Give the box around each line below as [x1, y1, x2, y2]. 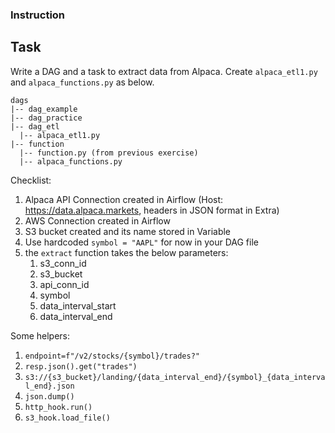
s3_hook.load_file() [24, 413, 111, 423]
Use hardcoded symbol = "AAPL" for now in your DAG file [24, 236, 259, 248]
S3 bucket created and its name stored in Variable [24, 225, 232, 237]
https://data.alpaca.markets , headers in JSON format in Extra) [24, 204, 280, 216]
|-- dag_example [10, 104, 78, 114]
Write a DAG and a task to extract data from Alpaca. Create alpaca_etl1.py [10, 65, 318, 77]
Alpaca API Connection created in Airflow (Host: [24, 193, 224, 205]
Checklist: [10, 174, 52, 186]
